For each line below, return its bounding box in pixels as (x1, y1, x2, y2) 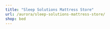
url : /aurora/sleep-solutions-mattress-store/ (5, 12, 105, 17)
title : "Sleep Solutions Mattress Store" (5, 7, 94, 12)
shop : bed (5, 16, 26, 21)
